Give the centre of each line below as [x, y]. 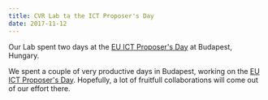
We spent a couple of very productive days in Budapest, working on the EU [134, 71]
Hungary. [24, 55]
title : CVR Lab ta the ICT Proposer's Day [81, 16]
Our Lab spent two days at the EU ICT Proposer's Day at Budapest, [121, 46]
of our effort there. [39, 88]
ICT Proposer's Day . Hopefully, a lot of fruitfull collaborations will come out [133, 80]
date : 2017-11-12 [38, 24]
